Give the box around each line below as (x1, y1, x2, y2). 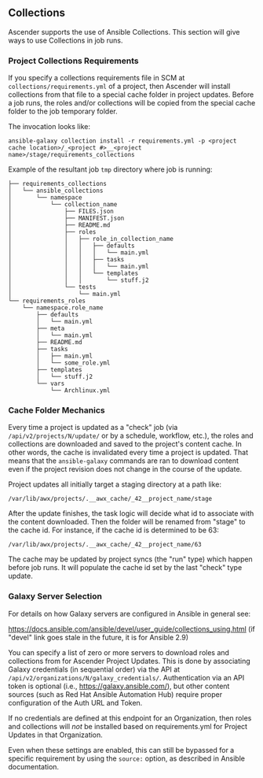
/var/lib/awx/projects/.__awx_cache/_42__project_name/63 (8, 541, 202, 549)
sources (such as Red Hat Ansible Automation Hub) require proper (8, 689, 223, 699)
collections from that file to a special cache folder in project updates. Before (8, 90, 254, 99)
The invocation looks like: (8, 122, 90, 132)
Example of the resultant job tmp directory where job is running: (8, 165, 213, 174)
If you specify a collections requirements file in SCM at (8, 73, 185, 83)
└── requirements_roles (8, 297, 86, 306)
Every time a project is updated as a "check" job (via (8, 423, 178, 432)
